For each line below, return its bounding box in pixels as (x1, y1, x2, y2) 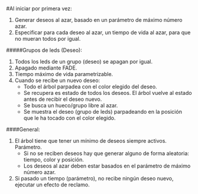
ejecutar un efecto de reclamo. (14, 181, 90, 188)
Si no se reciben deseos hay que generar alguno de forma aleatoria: (23, 150, 189, 157)
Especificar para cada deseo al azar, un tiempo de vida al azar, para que (14, 29, 191, 36)
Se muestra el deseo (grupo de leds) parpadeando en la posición (23, 108, 182, 115)
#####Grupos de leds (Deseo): (6, 47, 83, 54)
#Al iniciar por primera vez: (6, 5, 72, 12)
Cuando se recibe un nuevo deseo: (14, 77, 100, 84)
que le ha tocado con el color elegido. (23, 114, 116, 121)
